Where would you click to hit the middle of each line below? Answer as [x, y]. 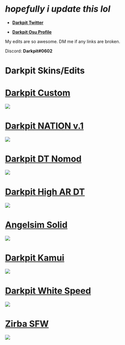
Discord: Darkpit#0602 [29, 51]
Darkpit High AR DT [45, 192]
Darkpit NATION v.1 [44, 126]
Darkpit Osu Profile [32, 32]
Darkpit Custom [38, 93]
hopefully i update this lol [58, 9]
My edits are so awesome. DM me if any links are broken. [63, 41]
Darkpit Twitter [28, 22]
